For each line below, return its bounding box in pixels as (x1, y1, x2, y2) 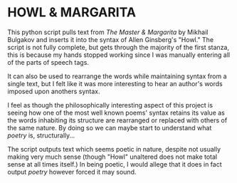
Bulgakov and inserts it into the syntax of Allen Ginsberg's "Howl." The (7, 35, 214, 43)
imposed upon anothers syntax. (7, 87, 100, 95)
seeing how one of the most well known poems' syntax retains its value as (7, 108, 226, 117)
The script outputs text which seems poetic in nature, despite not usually (7, 145, 221, 153)
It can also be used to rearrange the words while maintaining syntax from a (7, 72, 227, 80)
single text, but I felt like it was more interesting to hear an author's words (7, 79, 223, 88)
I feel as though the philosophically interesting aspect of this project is (7, 100, 214, 109)
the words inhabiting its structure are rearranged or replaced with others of (7, 115, 228, 125)
